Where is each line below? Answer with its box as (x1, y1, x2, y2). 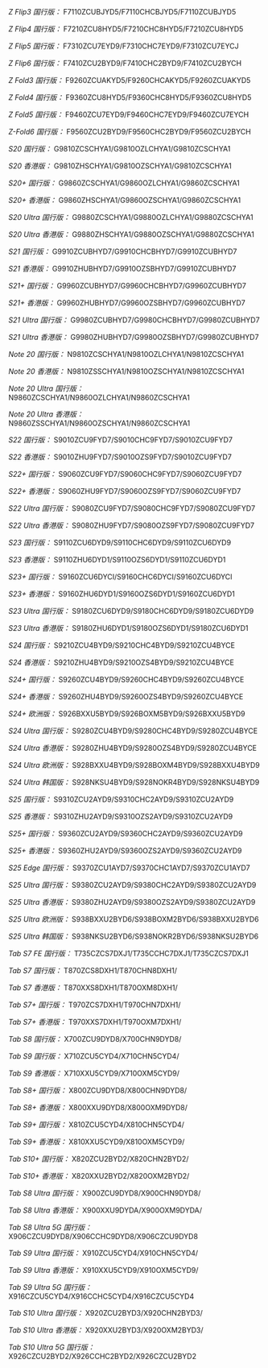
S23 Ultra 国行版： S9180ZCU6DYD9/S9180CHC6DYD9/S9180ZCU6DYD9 (8, 607, 254, 616)
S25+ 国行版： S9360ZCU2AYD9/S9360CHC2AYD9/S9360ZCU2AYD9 (8, 829, 243, 838)
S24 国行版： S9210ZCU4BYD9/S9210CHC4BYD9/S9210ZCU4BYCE (8, 640, 236, 650)
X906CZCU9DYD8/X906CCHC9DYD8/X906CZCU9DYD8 (8, 1232, 199, 1241)
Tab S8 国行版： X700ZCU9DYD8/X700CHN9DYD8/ (8, 1034, 182, 1043)
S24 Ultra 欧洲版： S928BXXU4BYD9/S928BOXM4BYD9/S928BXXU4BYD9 (8, 761, 260, 769)
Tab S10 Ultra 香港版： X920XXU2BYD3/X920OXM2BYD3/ (8, 1325, 204, 1335)
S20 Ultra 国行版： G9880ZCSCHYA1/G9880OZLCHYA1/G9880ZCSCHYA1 (8, 213, 254, 222)
